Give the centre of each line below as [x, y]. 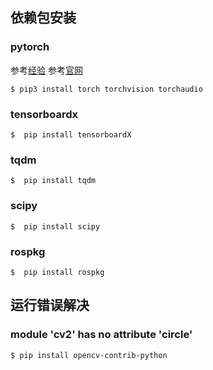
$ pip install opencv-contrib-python [89, 355]
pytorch [30, 47]
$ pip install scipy [55, 226]
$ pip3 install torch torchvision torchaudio [106, 89]
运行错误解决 [50, 305]
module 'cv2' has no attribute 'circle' [101, 335]
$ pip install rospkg [57, 272]
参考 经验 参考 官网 [46, 70]
